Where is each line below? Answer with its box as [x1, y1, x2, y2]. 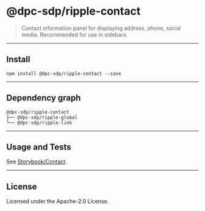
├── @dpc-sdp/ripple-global [6, 114, 78, 120]
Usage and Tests [6, 141, 71, 152]
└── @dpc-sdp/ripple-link [6, 120, 72, 126]
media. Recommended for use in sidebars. [21, 30, 128, 38]
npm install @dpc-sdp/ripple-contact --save [6, 70, 121, 77]
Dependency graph [6, 93, 81, 103]
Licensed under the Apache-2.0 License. [6, 198, 109, 205]
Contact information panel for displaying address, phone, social [21, 24, 181, 32]
